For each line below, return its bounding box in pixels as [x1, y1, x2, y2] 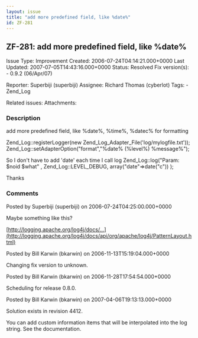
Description [6, 114, 41, 122]
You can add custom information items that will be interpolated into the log [6, 318, 187, 326]
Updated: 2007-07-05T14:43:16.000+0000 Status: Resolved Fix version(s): [6, 63, 189, 71]
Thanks [6, 174, 25, 181]
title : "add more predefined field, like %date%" [6, 14, 131, 20]
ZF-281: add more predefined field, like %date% [6, 42, 187, 52]
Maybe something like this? [6, 214, 73, 221]
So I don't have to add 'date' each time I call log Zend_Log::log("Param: [6, 157, 180, 164]
